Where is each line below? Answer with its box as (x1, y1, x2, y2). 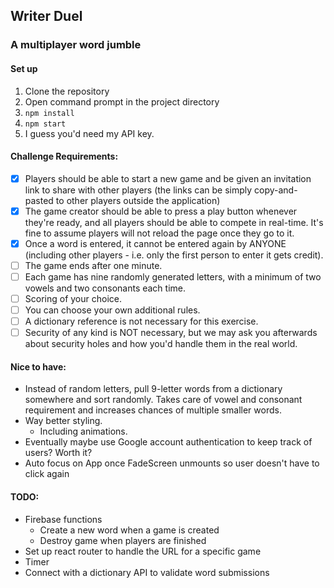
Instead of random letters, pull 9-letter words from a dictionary (24, 383, 283, 395)
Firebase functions (24, 513, 103, 525)
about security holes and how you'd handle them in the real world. (24, 338, 298, 350)
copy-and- (254, 184, 298, 196)
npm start (24, 119, 67, 129)
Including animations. (39, 425, 128, 438)
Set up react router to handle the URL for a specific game (24, 545, 262, 557)
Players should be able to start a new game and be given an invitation (24, 172, 312, 184)
